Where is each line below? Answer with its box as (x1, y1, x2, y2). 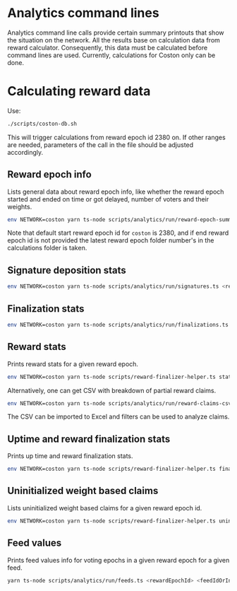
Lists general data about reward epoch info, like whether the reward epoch (7, 187, 224, 196)
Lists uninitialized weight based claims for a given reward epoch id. (7, 503, 202, 512)
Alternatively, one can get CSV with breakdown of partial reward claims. (7, 386, 217, 394)
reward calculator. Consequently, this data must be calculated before (7, 43, 208, 52)
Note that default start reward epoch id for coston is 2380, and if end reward (7, 228, 229, 238)
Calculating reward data (7, 83, 151, 100)
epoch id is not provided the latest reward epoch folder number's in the (7, 236, 214, 245)
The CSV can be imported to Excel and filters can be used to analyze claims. (7, 412, 230, 421)
